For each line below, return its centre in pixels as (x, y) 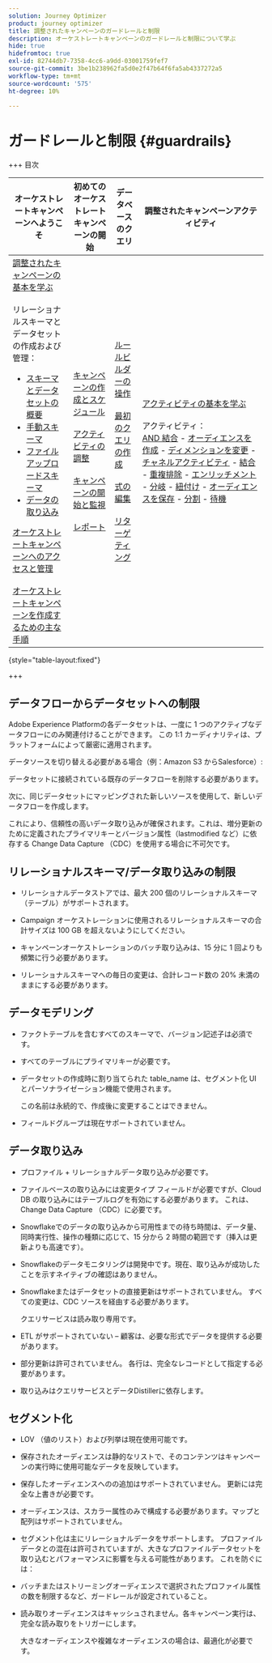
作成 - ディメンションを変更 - (199, 450)
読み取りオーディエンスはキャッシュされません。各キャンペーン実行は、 (140, 1614)
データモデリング (51, 1013)
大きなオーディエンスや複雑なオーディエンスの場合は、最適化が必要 (133, 1641)
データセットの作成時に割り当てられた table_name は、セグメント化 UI (138, 1078)
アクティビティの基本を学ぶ (194, 404)
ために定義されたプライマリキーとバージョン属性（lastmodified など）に (129, 834)
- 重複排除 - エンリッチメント (199, 474)
